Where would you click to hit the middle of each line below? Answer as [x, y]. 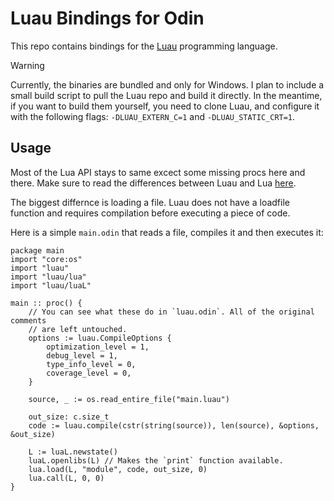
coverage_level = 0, [89, 373]
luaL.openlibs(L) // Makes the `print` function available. [156, 460]
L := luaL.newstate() [73, 452]
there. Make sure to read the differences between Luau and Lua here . [153, 183]
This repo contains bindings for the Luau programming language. [144, 46]
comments [28, 320]
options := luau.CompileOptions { [100, 338]
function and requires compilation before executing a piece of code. [150, 213]
